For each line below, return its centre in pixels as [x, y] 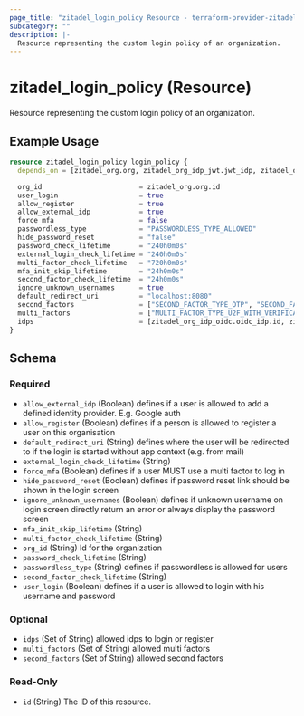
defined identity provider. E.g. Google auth [101, 414]
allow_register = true [91, 204]
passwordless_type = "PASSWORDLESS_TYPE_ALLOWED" [137, 229]
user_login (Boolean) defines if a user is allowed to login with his [143, 587]
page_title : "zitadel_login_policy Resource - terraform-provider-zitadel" [155, 18]
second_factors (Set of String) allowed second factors [123, 658]
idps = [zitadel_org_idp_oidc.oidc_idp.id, [151, 321]
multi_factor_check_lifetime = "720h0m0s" [103, 263]
